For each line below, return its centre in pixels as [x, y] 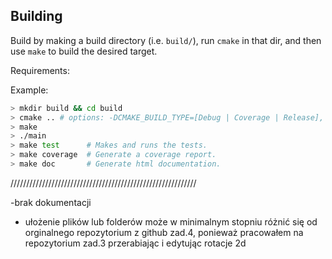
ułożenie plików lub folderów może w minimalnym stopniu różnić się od [171, 221]
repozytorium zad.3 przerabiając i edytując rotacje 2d [135, 243]
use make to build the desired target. [84, 51]
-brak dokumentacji [51, 202]
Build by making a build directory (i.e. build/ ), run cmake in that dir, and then [166, 40]
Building [36, 16]
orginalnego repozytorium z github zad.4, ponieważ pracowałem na [164, 232]
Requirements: [40, 70]
